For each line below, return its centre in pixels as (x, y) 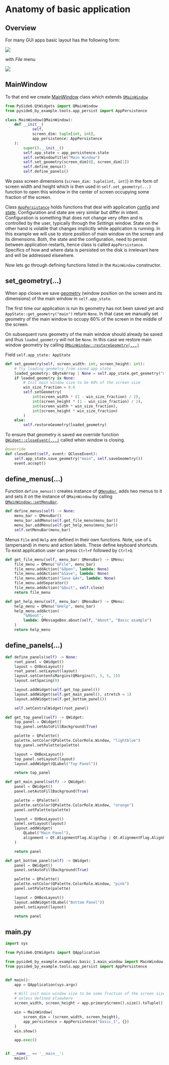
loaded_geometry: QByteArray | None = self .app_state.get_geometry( (88, 373)
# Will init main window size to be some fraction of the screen (84, 994)
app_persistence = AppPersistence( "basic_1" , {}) (76, 1022)
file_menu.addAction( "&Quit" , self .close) (59, 588)
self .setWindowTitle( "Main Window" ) (62, 158)
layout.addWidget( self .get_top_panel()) (57, 690)
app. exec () (26, 1040)
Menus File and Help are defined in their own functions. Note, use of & (78, 539)
